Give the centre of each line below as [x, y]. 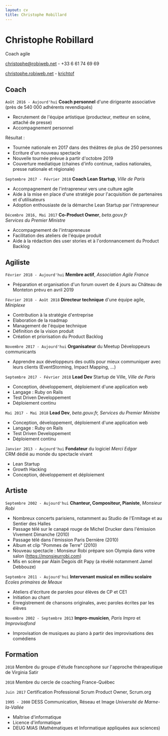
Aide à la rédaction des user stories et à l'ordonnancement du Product [86, 241]
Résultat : [15, 138]
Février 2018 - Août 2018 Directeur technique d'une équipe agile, [75, 300]
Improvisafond [20, 623]
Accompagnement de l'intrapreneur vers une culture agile [73, 189]
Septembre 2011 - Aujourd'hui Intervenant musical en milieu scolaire [78, 576]
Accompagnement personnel [43, 128]
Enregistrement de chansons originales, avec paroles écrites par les [83, 602]
